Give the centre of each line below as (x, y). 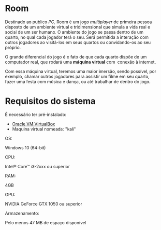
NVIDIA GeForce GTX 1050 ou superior (44, 204)
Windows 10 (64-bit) (25, 147)
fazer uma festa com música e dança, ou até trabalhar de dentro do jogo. (78, 81)
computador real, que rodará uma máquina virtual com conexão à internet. (80, 62)
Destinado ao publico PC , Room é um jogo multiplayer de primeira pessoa (79, 22)
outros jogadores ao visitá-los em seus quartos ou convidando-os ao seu (78, 42)
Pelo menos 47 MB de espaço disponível (46, 222)
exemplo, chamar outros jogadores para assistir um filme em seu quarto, (77, 76)
